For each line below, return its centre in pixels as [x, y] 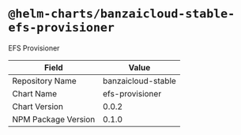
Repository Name [44, 81]
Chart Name [35, 93]
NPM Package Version [54, 119]
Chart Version [38, 107]
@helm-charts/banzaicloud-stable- [122, 14]
